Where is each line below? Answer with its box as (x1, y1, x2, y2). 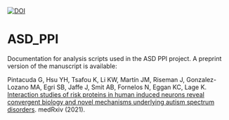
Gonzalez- (185, 75, 216, 84)
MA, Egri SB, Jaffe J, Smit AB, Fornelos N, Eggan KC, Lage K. (30, 83, 207, 91)
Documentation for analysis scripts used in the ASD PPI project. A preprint (7, 54, 222, 62)
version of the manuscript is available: (7, 62, 117, 70)
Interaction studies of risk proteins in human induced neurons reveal (7, 90, 205, 98)
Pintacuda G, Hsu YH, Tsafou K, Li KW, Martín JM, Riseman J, (7, 75, 185, 84)
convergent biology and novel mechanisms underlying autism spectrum (7, 98, 215, 106)
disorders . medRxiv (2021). (7, 105, 86, 114)
